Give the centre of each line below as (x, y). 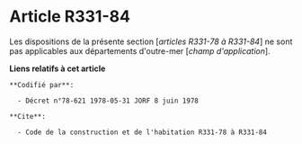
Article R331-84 (70, 17)
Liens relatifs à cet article (58, 68)
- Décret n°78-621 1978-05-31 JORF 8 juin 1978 (108, 101)
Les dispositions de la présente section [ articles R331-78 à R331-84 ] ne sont (151, 41)
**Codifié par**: (42, 85)
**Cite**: (28, 116)
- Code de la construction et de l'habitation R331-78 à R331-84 (142, 132)
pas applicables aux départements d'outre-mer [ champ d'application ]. (140, 50)
